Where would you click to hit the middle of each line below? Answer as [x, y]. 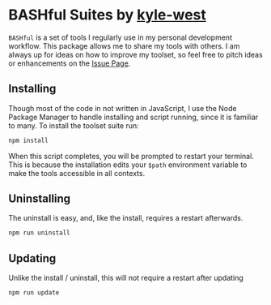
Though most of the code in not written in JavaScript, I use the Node [123, 108]
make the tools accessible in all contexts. [77, 173]
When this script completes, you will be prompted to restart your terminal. [131, 156]
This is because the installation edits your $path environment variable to [128, 165]
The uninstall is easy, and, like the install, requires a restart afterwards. [126, 218]
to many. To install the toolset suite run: [74, 125]
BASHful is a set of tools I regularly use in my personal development [121, 37]
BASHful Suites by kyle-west [107, 15]
